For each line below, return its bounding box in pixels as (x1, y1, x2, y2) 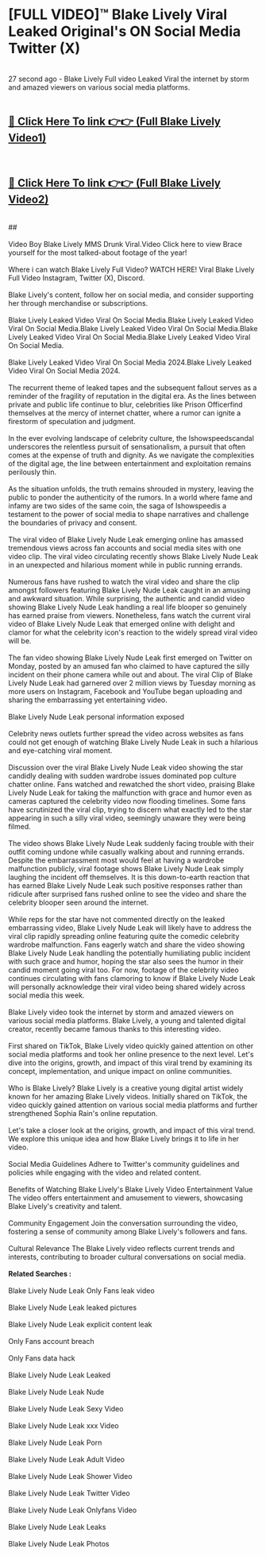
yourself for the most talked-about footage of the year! (8, 248, 187, 257)
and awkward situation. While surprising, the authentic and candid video (8, 593, 245, 603)
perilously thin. (8, 467, 57, 477)
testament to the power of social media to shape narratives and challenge (8, 509, 249, 519)
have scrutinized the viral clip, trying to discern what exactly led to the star (8, 805, 253, 814)
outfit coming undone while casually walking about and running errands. (8, 847, 245, 856)
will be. (8, 635, 32, 645)
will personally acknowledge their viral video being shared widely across (8, 982, 246, 991)
